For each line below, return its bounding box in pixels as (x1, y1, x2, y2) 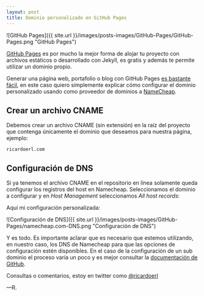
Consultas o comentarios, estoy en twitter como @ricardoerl (6, 272, 159, 279)
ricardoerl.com (6, 146, 45, 153)
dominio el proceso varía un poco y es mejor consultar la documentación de (6, 254, 198, 261)
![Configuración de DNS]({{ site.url (6, 216, 93, 223)
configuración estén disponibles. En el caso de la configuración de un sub (6, 247, 193, 254)
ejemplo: (6, 135, 29, 142)
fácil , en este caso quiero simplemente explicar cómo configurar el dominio (6, 81, 196, 89)
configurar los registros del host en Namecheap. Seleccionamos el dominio (6, 186, 196, 193)
